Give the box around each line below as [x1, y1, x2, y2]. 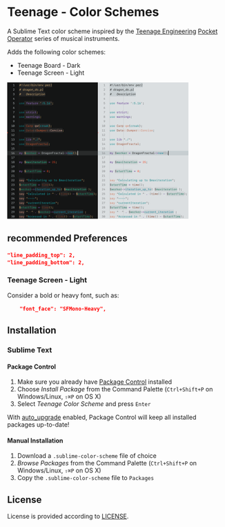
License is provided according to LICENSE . [7, 512, 129, 521]
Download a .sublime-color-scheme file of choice [17, 452, 157, 460]
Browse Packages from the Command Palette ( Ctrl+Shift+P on [17, 459, 197, 468]
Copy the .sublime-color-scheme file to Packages [17, 474, 154, 482]
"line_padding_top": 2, [7, 252, 76, 259]
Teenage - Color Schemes [7, 4, 159, 20]
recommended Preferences [7, 232, 128, 244]
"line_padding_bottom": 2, [7, 259, 85, 266]
